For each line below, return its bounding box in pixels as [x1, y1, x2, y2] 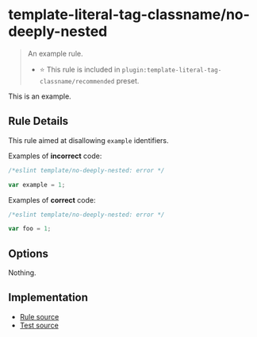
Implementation [8, 291, 89, 304]
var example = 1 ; [8, 180, 66, 188]
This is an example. [8, 91, 71, 101]
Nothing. [8, 268, 37, 277]
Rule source [19, 312, 59, 321]
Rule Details [8, 114, 69, 128]
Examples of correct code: [8, 195, 96, 204]
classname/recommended [39, 77, 115, 85]
